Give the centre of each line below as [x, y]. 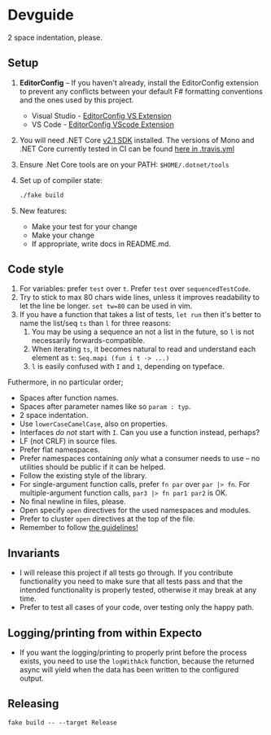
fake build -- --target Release [62, 722]
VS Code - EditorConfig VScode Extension [103, 124]
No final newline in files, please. [73, 502]
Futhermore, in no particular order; [66, 382]
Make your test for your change [84, 226]
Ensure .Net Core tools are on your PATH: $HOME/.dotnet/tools [124, 164]
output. [31, 678]
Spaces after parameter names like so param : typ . [105, 407]
